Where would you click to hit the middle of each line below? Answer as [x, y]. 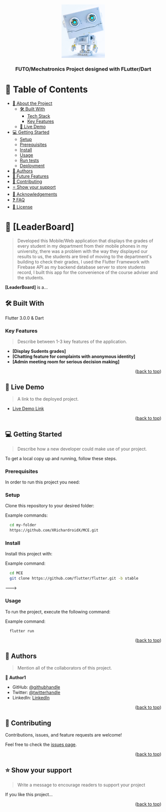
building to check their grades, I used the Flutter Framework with [83, 262]
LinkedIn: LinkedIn [31, 698]
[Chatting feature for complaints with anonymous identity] [74, 356]
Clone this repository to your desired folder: [50, 506]
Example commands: [27, 515]
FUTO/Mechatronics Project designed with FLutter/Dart [83, 69]
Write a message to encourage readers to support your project [81, 785]
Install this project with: [29, 554]
